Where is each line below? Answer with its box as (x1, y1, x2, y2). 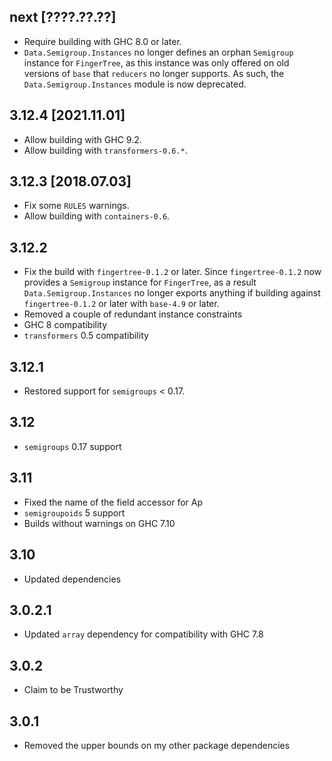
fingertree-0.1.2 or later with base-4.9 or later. (23, 298, 220, 310)
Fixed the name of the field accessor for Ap (23, 496, 204, 508)
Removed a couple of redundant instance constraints (23, 308, 243, 320)
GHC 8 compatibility (23, 319, 108, 331)
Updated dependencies (23, 573, 122, 585)
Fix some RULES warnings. (23, 200, 130, 212)
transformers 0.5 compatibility (23, 330, 149, 342)
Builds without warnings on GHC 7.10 (23, 517, 176, 529)
